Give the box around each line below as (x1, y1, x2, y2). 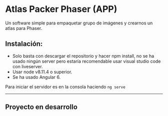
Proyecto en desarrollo (5, 103, 77, 112)
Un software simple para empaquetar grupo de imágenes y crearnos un (5, 20, 153, 26)
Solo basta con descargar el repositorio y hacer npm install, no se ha (12, 53, 154, 59)
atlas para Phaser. (5, 25, 42, 31)
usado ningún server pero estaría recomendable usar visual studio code (12, 58, 161, 64)
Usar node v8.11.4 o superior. (12, 69, 72, 75)
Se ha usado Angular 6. (12, 74, 61, 80)
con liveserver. (12, 63, 43, 69)
